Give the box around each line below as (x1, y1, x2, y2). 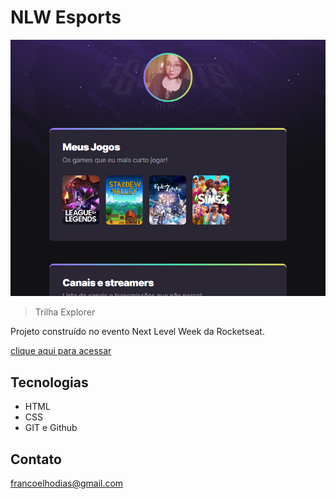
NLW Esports (10, 6, 122, 29)
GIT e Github (24, 422, 78, 434)
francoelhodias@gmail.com (10, 477, 124, 489)
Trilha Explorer (34, 306, 96, 318)
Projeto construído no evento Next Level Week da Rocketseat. (10, 326, 265, 338)
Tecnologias (10, 374, 89, 391)
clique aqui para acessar (10, 345, 112, 357)
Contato (10, 451, 62, 468)
